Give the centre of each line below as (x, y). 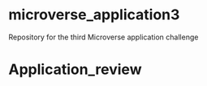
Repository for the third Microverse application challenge (103, 37)
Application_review (75, 70)
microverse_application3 (94, 15)
